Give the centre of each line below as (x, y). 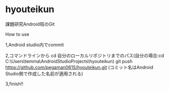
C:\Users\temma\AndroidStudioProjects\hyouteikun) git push (69, 61)
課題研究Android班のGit (30, 24)
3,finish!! (15, 84)
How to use (17, 34)
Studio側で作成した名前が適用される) (44, 73)
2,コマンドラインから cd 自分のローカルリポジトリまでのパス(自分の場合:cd (85, 55)
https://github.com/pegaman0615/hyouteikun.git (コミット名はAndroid (79, 67)
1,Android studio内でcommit (35, 45)
